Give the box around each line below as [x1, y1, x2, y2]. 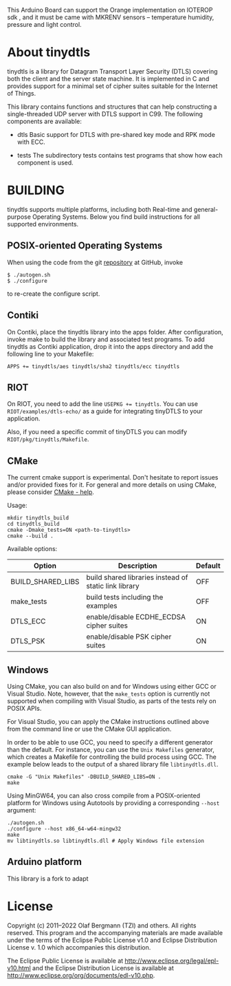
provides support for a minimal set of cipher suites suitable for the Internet [7, 82, 218, 90]
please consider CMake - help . [7, 488, 95, 496]
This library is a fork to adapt [7, 874, 89, 883]
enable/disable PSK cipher [85, 632, 172, 642]
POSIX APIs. [7, 704, 42, 712]
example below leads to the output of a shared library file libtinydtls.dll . [7, 760, 219, 768]
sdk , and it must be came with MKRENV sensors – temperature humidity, [7, 13, 214, 21]
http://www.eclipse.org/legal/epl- [124, 956, 219, 965]
